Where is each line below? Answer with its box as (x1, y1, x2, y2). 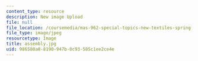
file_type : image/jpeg (6, 30, 62, 36)
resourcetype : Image (6, 35, 57, 41)
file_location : (6, 24, 44, 31)
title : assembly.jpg (6, 41, 57, 47)
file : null (6, 19, 33, 25)
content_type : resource (6, 8, 65, 15)
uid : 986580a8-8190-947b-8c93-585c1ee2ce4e (6, 46, 115, 52)
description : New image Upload (6, 14, 83, 20)
